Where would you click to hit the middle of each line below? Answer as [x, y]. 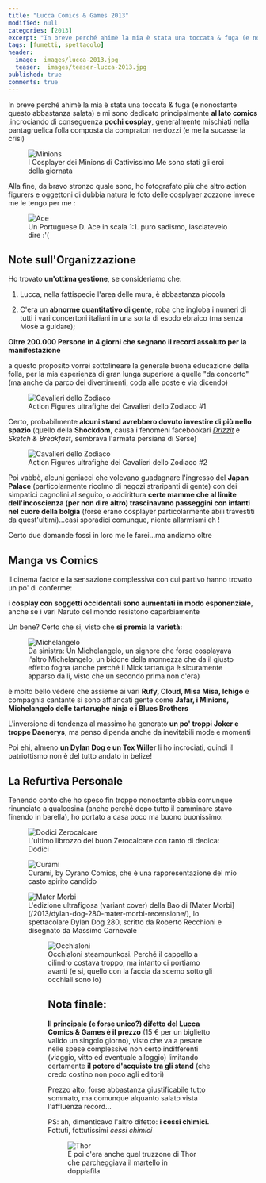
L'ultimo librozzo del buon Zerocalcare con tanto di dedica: [124, 840]
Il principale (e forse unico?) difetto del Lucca [124, 1024]
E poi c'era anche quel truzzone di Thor [132, 1154]
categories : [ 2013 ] [40, 30]
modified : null [33, 23]
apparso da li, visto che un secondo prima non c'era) [114, 676]
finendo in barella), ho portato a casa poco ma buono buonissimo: [116, 816]
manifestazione [34, 351]
